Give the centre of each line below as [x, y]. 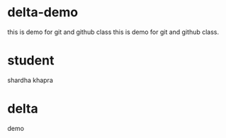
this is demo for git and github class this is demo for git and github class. [113, 32]
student [31, 61]
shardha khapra [30, 80]
